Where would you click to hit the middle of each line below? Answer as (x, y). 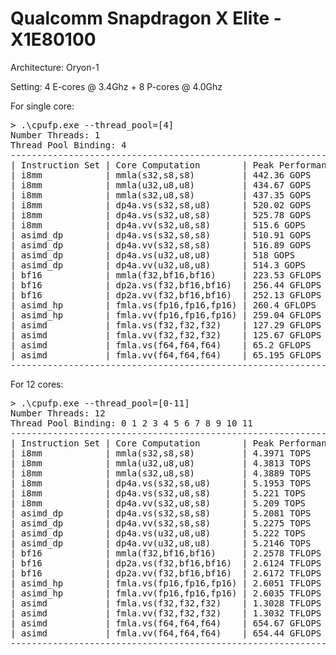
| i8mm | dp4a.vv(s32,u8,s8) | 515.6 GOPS (158, 225)
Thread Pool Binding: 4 (68, 145)
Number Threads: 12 (58, 413)
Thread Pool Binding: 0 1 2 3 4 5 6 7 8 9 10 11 (131, 423)
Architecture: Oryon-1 (55, 67)
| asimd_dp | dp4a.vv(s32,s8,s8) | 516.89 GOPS (161, 245)
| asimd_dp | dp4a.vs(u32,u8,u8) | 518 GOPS (153, 255)
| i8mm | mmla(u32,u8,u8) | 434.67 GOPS (161, 185)
